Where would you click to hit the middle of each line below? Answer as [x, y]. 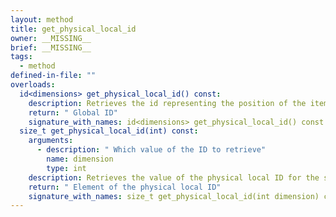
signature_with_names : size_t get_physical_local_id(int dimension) [174, 196]
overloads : [33, 85]
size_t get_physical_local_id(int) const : [109, 131]
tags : [21, 57]
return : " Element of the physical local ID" [125, 187]
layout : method [42, 19]
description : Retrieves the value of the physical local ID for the [174, 177]
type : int [66, 168]
